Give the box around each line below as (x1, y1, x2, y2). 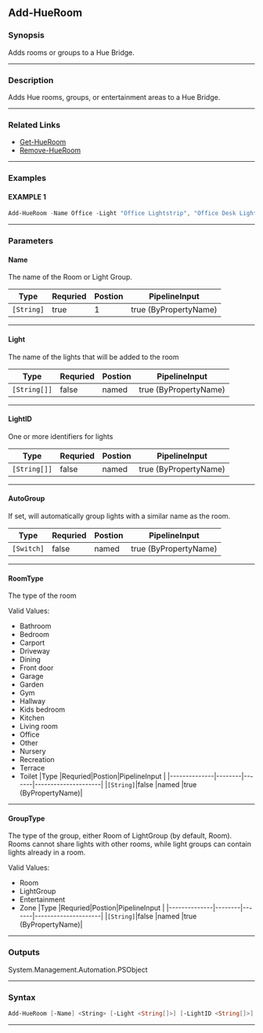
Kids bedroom (19, 705, 66, 714)
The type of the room (8, 591, 77, 600)
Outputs (8, 947, 41, 958)
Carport (19, 638, 45, 647)
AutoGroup (8, 494, 45, 504)
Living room (19, 722, 59, 731)
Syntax (8, 991, 36, 1002)
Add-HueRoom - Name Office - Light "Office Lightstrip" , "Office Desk (8, 210, 236, 218)
